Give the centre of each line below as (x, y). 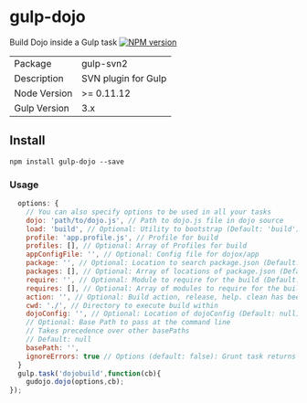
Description (39, 78)
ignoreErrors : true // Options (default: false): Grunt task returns (161, 356)
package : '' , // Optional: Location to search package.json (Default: (163, 263)
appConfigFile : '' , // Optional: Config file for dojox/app (143, 255)
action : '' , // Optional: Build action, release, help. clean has (155, 297)
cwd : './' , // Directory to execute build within (122, 305)
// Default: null (59, 340)
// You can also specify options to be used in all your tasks (149, 212)
